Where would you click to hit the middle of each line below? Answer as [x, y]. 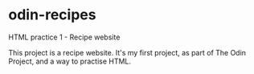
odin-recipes [52, 15]
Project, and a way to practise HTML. [70, 61]
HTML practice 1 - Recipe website [64, 37]
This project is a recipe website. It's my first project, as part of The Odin [127, 52]
